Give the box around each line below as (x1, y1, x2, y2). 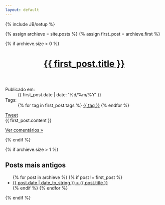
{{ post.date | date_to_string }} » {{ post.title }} (12, 179, 108, 185)
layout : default (5, 7, 39, 13)
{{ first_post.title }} (43, 58, 125, 69)
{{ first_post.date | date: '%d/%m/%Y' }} (18, 91, 102, 98)
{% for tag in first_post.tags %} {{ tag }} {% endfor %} (18, 102, 129, 108)
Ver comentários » (5, 127, 44, 133)
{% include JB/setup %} (5, 21, 55, 27)
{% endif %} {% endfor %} (12, 185, 68, 191)
